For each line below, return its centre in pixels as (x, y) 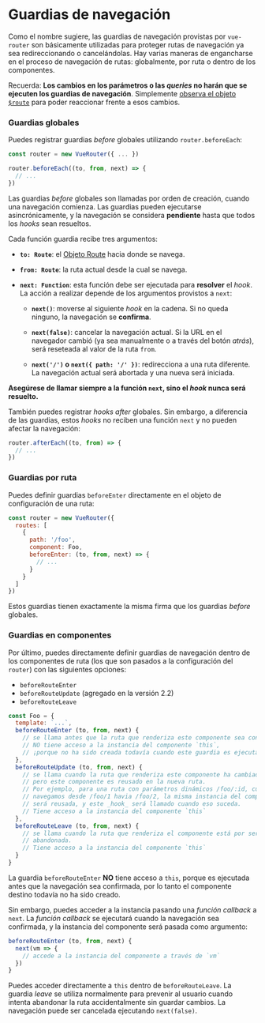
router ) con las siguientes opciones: (67, 669)
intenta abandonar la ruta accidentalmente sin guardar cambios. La (117, 1002)
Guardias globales (44, 122)
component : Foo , (56, 547)
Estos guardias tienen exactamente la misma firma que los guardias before (129, 607)
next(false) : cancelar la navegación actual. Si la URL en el (127, 332)
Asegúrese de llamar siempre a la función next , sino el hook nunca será (127, 388)
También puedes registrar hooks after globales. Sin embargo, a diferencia (128, 412)
